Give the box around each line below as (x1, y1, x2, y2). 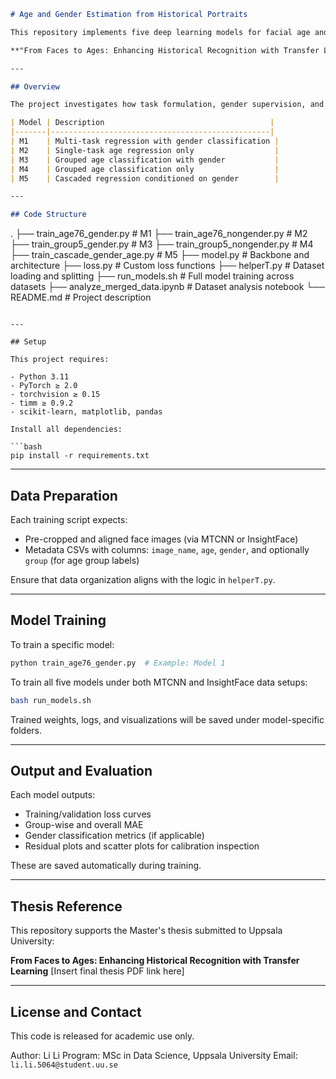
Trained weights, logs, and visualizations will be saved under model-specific (10, 713, 325, 725)
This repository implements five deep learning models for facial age (10, 27, 311, 37)
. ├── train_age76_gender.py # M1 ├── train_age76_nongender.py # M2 (10, 228, 308, 240)
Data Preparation (10, 487, 118, 504)
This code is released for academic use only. (10, 1030, 195, 1042)
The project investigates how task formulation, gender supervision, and (10, 100, 325, 110)
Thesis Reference (10, 898, 123, 915)
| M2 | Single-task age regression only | (10, 145, 280, 155)
